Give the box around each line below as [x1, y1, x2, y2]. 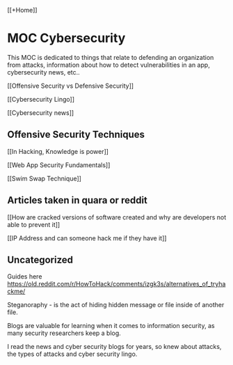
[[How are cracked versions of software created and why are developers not [7, 212, 227, 222]
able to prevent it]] [7, 220, 61, 228]
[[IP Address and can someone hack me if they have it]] [7, 233, 167, 242]
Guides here [7, 272, 42, 281]
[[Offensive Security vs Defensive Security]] [7, 81, 134, 90]
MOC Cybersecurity [7, 31, 126, 46]
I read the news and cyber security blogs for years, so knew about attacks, [7, 343, 222, 351]
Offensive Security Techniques [7, 129, 145, 141]
